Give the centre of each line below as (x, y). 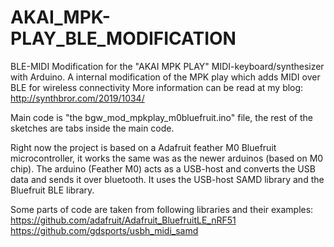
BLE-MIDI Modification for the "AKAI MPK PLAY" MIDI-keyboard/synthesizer (167, 66)
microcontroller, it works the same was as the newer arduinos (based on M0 (167, 158)
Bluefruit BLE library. (52, 190)
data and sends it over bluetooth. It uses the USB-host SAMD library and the (167, 179)
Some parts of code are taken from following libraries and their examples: (162, 209)
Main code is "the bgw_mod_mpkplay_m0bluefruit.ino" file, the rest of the (161, 117)
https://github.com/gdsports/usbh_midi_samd (104, 230)
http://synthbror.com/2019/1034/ (77, 98)
